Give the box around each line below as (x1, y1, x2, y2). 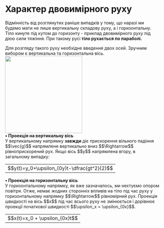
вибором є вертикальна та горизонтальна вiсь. (5, 50, 104, 56)
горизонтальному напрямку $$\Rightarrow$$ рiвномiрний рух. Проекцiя (5, 193, 158, 199)
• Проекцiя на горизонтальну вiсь (5, 177, 78, 183)
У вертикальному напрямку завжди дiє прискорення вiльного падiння (5, 138, 154, 144)
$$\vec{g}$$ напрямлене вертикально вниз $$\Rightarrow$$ (5, 143, 134, 149)
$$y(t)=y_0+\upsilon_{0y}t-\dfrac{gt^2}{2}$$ (7, 164, 113, 171)
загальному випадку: (5, 153, 50, 159)
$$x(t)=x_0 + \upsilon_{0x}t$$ (7, 215, 78, 222)
